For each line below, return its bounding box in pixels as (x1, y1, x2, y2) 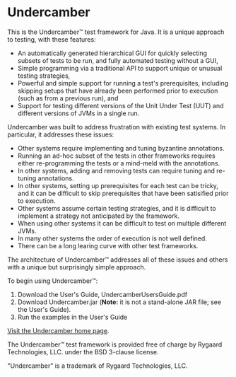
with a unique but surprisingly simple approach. (7, 262, 146, 271)
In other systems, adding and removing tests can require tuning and (17, 166, 216, 175)
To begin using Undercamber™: (7, 277, 98, 285)
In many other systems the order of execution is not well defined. (17, 234, 207, 243)
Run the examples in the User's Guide (17, 313, 128, 321)
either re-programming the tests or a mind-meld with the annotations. (17, 158, 220, 167)
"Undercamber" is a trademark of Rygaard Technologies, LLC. (7, 361, 188, 370)
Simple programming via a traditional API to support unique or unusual (17, 64, 223, 72)
